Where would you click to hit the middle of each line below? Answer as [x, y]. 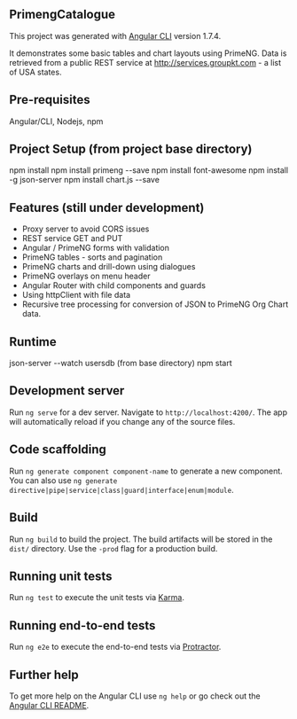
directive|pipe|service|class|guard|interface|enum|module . [121, 489]
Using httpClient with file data [76, 295]
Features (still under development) [107, 207]
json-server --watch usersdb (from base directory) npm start [121, 363]
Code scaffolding [58, 450]
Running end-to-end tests [82, 625]
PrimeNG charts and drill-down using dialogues [109, 267]
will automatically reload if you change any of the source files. [122, 421]
